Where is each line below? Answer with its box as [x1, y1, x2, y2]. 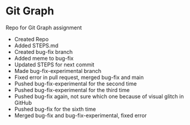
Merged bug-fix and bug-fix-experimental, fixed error [14, 112, 147, 119]
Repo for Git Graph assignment [5, 24, 82, 31]
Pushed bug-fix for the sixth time [14, 105, 96, 112]
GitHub [14, 99, 32, 106]
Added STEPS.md [14, 42, 59, 49]
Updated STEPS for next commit [14, 61, 95, 68]
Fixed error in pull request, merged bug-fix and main [14, 74, 144, 81]
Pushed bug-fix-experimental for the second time [14, 80, 137, 87]
